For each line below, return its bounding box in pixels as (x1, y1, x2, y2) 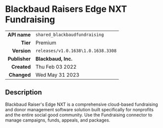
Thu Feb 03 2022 (35, 63, 77, 70)
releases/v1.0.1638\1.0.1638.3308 (35, 48, 117, 53)
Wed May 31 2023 (35, 71, 80, 78)
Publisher (7, 55, 31, 62)
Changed (8, 71, 31, 78)
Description (5, 88, 42, 97)
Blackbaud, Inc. (35, 55, 73, 62)
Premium (35, 39, 57, 46)
